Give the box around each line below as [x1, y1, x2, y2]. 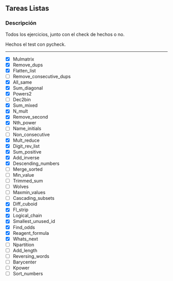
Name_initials [12, 125, 42, 132]
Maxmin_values [12, 190, 46, 196]
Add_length [12, 247, 38, 253]
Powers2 [12, 91, 32, 97]
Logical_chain [12, 213, 42, 219]
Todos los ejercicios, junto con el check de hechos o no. [5, 31, 125, 38]
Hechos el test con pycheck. [5, 41, 66, 47]
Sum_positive [12, 148, 42, 155]
